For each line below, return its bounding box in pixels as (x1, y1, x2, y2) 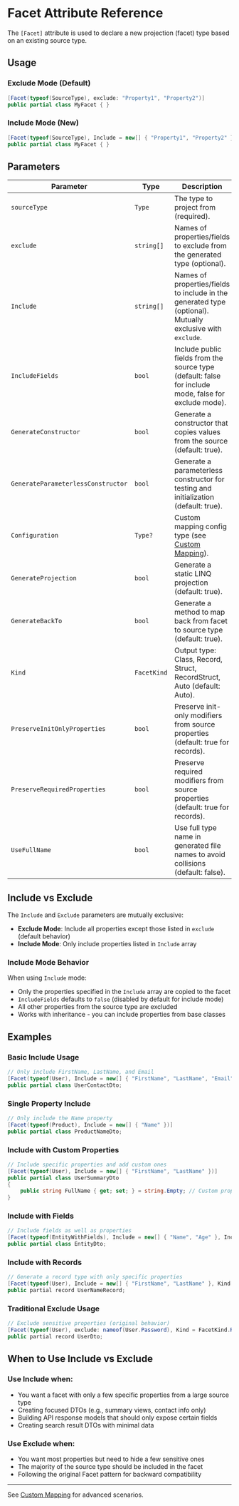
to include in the (174, 288, 228, 298)
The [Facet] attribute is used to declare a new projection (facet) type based (7, 29, 230, 37)
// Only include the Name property (7, 1115, 113, 1122)
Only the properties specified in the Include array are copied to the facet (17, 988, 231, 996)
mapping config (174, 522, 228, 532)
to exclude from (174, 241, 228, 251)
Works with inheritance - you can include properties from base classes (17, 1010, 226, 1019)
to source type (174, 625, 223, 635)
